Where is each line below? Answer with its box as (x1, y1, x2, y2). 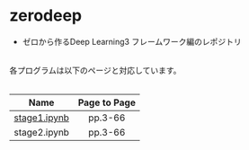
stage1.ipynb (13, 111, 70, 124)
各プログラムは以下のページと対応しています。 (9, 65, 182, 75)
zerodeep (9, 5, 83, 26)
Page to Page (77, 96, 137, 109)
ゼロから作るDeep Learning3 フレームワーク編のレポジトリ (22, 36, 242, 47)
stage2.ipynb (13, 126, 70, 138)
